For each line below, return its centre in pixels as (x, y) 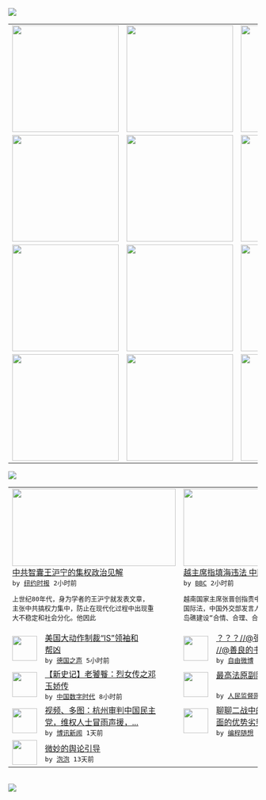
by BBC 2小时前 (209, 583)
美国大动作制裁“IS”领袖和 (91, 638)
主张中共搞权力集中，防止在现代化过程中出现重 (83, 608)
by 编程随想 (235, 733)
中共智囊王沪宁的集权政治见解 (68, 573)
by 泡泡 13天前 (69, 759)
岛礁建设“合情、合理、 (217, 618)
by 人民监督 (235, 696)
